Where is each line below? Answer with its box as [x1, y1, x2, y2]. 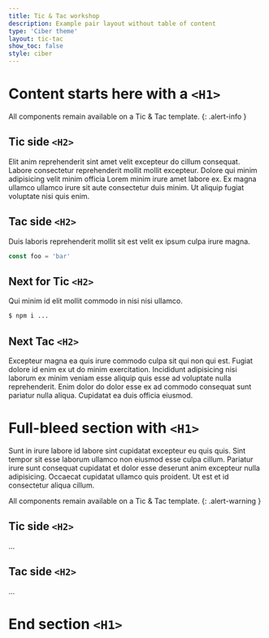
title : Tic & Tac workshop [8, 11, 100, 20]
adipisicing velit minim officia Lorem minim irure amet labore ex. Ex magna [8, 174, 257, 184]
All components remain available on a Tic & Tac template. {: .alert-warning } [8, 496, 262, 506]
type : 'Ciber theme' [8, 27, 79, 35]
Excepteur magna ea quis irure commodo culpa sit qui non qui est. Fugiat [8, 355, 254, 366]
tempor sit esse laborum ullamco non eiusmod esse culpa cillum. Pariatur [8, 454, 254, 464]
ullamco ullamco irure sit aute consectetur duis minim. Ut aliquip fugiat [8, 182, 245, 192]
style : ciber [8, 50, 53, 58]
